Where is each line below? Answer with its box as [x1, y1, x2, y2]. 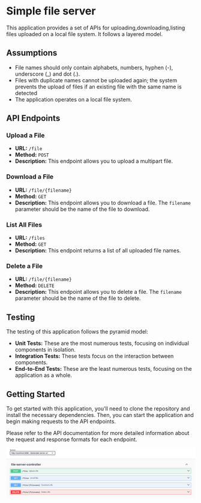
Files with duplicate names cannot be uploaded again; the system [14, 76, 178, 84]
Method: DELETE [14, 282, 55, 289]
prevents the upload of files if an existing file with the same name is [14, 83, 182, 90]
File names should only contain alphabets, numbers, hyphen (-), [14, 64, 173, 71]
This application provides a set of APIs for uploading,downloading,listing [6, 24, 185, 31]
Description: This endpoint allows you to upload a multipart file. [14, 157, 173, 165]
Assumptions [6, 48, 58, 58]
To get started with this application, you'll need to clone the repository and [6, 404, 190, 412]
